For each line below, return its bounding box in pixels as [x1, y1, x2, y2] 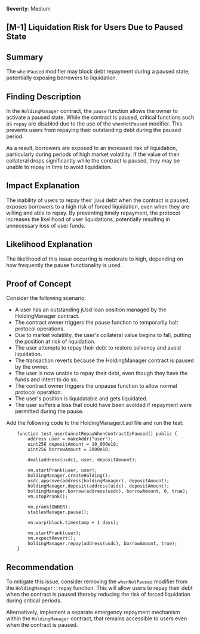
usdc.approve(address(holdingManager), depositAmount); [27, 478, 170, 484]
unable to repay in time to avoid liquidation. [6, 164, 112, 171]
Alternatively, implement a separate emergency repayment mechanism [6, 609, 180, 616]
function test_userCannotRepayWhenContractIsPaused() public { [17, 431, 178, 437]
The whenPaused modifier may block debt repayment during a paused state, [6, 68, 190, 75]
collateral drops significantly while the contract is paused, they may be [6, 157, 180, 164]
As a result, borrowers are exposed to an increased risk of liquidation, [6, 145, 178, 152]
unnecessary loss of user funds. [6, 222, 85, 229]
